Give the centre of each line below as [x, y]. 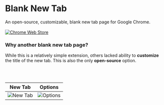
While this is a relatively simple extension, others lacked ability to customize [82, 55]
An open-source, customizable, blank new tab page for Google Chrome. [78, 22]
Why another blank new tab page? [47, 45]
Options [49, 87]
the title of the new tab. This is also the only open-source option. [71, 61]
